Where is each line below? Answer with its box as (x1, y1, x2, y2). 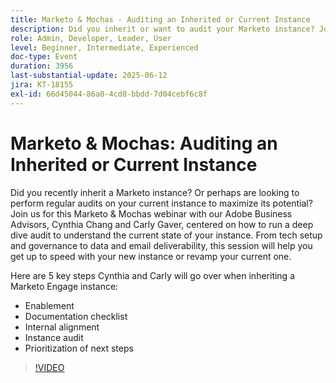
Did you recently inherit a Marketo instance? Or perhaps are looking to (10, 186, 300, 198)
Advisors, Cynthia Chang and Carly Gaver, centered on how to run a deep (10, 218, 314, 230)
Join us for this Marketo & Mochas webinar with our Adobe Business (10, 207, 293, 220)
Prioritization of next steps (24, 342, 134, 354)
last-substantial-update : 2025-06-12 (10, 71, 168, 81)
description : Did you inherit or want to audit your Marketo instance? (10, 24, 315, 34)
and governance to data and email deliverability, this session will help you (10, 239, 313, 251)
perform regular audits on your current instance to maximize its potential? (10, 197, 313, 209)
